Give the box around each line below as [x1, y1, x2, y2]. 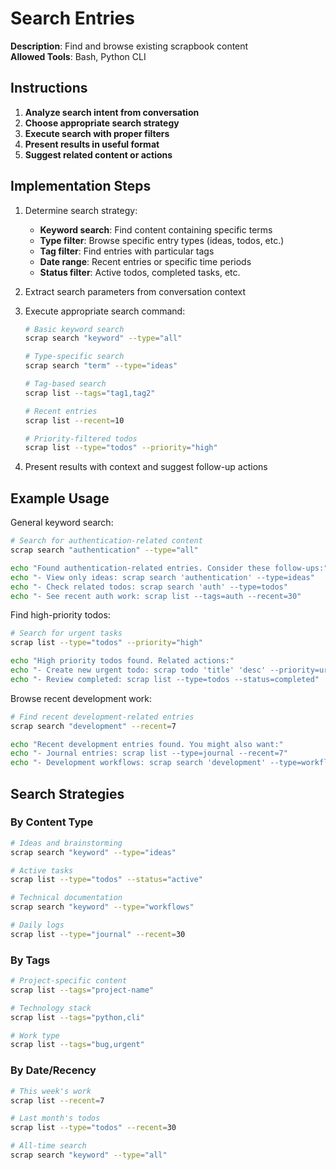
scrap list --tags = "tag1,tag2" [24, 388, 156, 398]
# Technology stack [10, 1003, 92, 1013]
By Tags [10, 953, 51, 967]
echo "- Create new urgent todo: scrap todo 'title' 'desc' [10, 665, 267, 675]
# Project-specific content [10, 976, 128, 986]
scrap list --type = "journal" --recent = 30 [10, 929, 186, 939]
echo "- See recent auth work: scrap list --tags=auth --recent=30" [10, 591, 302, 601]
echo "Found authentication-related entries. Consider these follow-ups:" [10, 563, 329, 573]
